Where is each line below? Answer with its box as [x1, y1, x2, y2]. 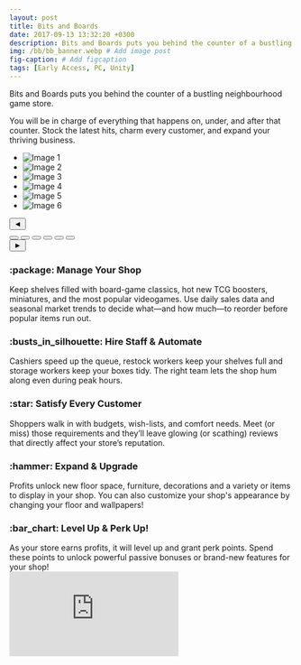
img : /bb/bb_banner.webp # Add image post [9, 47, 171, 56]
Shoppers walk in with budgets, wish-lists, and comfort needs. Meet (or [9, 418, 276, 429]
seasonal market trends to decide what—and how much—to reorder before [9, 303, 288, 314]
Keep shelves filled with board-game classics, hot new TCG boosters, [9, 284, 269, 295]
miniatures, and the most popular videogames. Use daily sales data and [9, 294, 275, 305]
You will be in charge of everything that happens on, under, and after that [9, 115, 281, 126]
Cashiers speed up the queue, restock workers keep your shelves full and [9, 356, 284, 366]
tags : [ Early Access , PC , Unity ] [9, 64, 135, 73]
